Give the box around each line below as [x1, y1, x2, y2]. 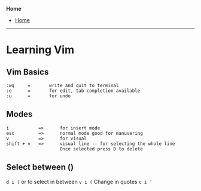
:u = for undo [6, 93, 71, 99]
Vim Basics [6, 67, 49, 77]
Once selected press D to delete [59, 146, 144, 152]
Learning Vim [6, 43, 75, 57]
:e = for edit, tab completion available [6, 88, 141, 94]
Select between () [6, 162, 74, 172]
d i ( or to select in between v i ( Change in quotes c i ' [6, 178, 153, 185]
